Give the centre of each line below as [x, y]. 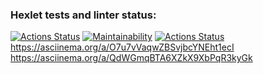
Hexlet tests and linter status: [83, 15]
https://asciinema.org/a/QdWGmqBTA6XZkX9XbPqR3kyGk [131, 58]
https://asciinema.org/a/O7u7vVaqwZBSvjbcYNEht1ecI [122, 47]
